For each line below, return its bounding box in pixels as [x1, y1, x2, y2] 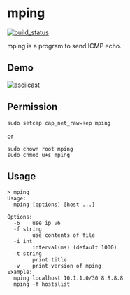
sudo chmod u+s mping [7, 151, 71, 158]
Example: [7, 268, 33, 276]
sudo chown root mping [7, 145, 73, 152]
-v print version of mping [13, 263, 101, 270]
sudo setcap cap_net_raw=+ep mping [7, 119, 111, 127]
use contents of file [32, 232, 96, 239]
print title [32, 256, 68, 263]
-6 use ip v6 [13, 219, 61, 227]
